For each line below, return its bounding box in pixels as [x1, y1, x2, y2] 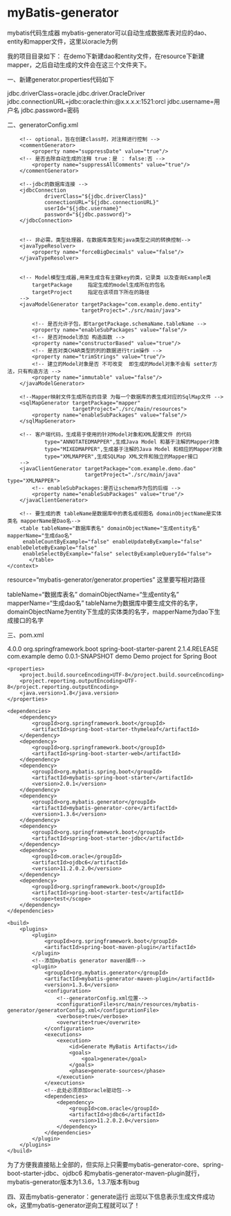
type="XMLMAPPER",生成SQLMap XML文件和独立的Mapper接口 [44, 453, 198, 460]
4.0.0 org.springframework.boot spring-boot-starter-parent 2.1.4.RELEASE [7, 645, 219, 653]
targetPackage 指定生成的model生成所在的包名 [32, 282, 165, 288]
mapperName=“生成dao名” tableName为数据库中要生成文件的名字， [7, 598, 202, 607]
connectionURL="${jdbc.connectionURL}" [44, 199, 159, 205]
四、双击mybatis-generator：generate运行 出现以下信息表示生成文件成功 [7, 1192, 215, 1201]
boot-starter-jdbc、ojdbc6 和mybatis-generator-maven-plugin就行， [7, 1169, 203, 1177]
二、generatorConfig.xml [7, 120, 78, 129]
